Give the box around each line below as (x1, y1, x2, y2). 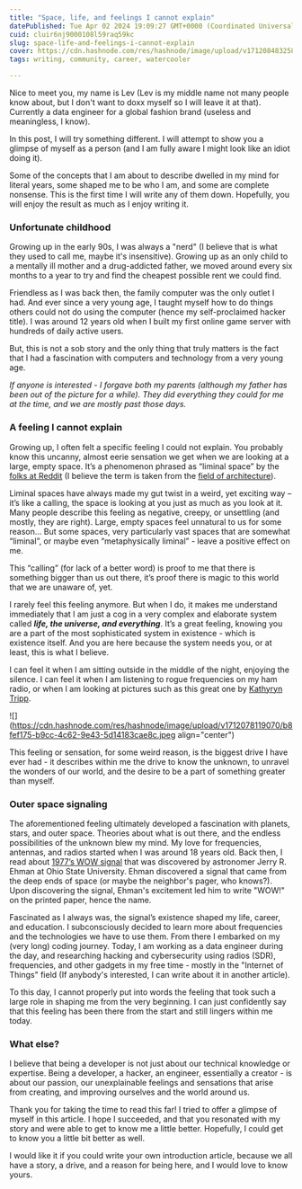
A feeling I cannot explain (9, 421, 123, 434)
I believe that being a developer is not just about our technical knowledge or (9, 1058, 290, 1069)
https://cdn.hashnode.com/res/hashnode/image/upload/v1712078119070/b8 (12, 720, 294, 731)
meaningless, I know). (9, 116, 91, 127)
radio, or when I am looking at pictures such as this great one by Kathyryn (9, 683, 283, 694)
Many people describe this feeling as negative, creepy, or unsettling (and (9, 507, 280, 518)
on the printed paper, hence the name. (9, 894, 152, 905)
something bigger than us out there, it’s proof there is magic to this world (9, 572, 280, 582)
